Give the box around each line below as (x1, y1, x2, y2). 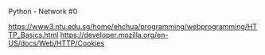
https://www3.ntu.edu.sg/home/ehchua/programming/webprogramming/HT (8, 22, 258, 31)
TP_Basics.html (8, 31, 59, 39)
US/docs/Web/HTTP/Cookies (8, 38, 105, 48)
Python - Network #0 (8, 7, 78, 16)
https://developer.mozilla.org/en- (60, 31, 169, 39)
